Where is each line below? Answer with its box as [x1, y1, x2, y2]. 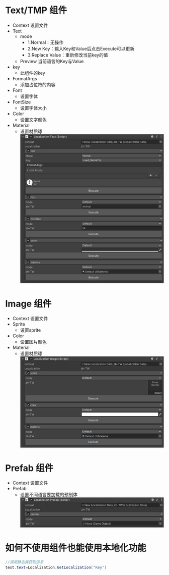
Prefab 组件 [5, 462, 54, 474]
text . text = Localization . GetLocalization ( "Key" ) [5, 565, 107, 570]
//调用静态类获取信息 [5, 560, 44, 565]
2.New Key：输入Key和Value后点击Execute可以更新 [27, 45, 135, 51]
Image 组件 [5, 298, 52, 309]
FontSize [12, 99, 31, 105]
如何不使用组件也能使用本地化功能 [5, 542, 147, 553]
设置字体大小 [20, 104, 47, 111]
